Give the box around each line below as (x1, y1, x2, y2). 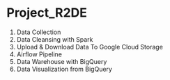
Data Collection (16, 28, 61, 36)
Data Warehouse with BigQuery (16, 57, 107, 65)
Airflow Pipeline (16, 50, 62, 58)
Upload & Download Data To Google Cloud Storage (16, 42, 163, 51)
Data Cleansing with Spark (16, 35, 93, 43)
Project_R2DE (6, 5, 88, 21)
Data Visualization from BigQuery (16, 65, 113, 73)
